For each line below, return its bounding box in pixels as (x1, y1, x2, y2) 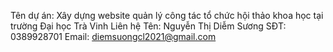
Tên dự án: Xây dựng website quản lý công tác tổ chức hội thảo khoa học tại (10, 10, 324, 21)
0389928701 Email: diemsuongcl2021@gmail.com (10, 31, 217, 42)
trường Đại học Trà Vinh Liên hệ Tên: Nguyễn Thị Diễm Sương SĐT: (10, 20, 287, 32)
